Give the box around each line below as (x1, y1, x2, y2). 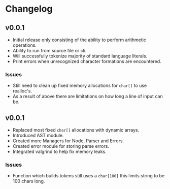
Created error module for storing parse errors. (12, 143, 109, 149)
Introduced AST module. (12, 133, 64, 139)
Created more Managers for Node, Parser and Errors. (12, 138, 124, 144)
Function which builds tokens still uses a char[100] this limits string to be (12, 173, 165, 179)
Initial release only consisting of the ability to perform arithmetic (12, 37, 146, 43)
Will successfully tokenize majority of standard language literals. (12, 53, 148, 59)
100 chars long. (12, 178, 45, 184)
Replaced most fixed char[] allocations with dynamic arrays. (12, 127, 140, 133)
